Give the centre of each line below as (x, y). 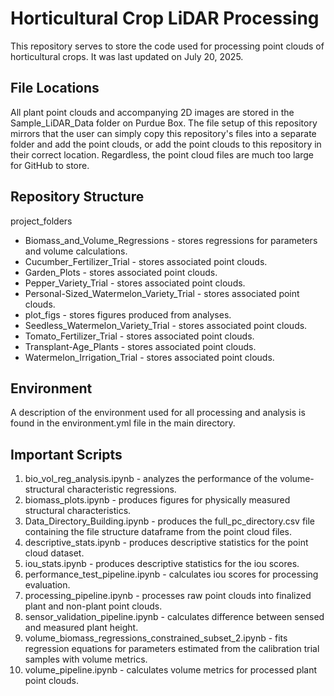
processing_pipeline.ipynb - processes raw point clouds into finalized (168, 596)
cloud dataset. (54, 553)
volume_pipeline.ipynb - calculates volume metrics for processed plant (171, 670)
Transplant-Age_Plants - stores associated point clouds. (140, 346)
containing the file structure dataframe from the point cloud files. (158, 532)
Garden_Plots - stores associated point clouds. (121, 272)
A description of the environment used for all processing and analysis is (158, 413)
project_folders (41, 221)
